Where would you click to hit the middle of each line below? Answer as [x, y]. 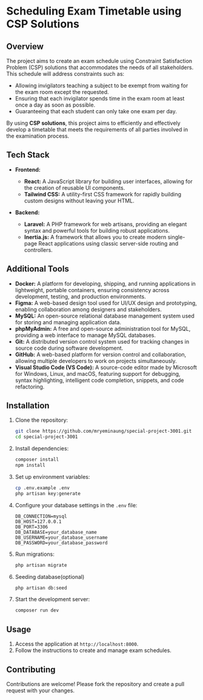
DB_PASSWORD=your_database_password [61, 543]
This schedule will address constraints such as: [65, 74]
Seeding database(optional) [50, 576]
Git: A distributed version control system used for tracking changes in [102, 341]
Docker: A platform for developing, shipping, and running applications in [105, 284]
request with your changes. [40, 690]
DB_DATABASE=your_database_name [56, 532]
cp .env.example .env [42, 488]
